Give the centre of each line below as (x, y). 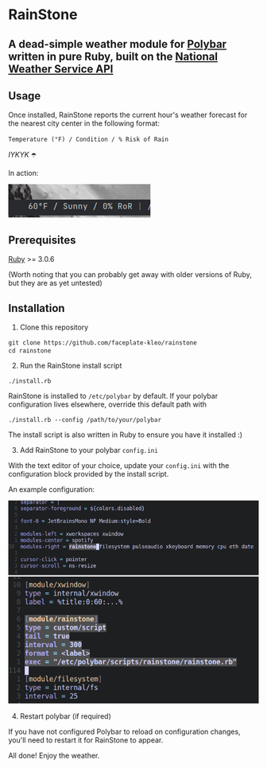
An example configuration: (52, 489)
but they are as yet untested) (56, 283)
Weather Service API (61, 69)
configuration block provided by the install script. (89, 474)
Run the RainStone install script (71, 366)
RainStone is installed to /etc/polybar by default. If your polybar (113, 396)
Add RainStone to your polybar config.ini (89, 450)
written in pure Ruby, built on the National (113, 56)
